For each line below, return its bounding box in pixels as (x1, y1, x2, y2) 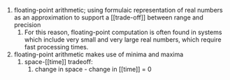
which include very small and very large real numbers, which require (24, 35, 222, 44)
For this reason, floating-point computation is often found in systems (24, 28, 222, 36)
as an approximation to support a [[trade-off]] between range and (13, 13, 204, 22)
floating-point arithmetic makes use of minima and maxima (13, 50, 184, 58)
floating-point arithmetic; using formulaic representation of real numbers (13, 6, 224, 14)
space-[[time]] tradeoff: (24, 58, 93, 65)
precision (13, 21, 41, 29)
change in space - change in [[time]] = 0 (34, 65, 152, 73)
